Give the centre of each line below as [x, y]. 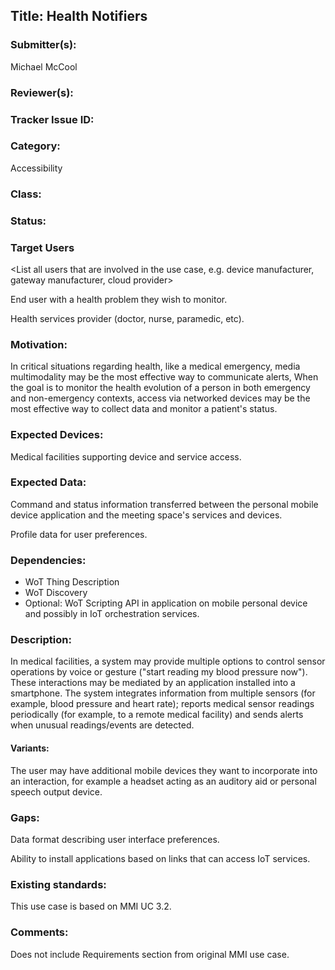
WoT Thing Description [72, 582]
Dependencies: [48, 560]
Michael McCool [44, 66]
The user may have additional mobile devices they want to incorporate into [164, 770]
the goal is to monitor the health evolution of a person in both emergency [160, 388]
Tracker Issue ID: [52, 119]
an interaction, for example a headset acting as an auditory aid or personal [163, 781]
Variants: [30, 748]
